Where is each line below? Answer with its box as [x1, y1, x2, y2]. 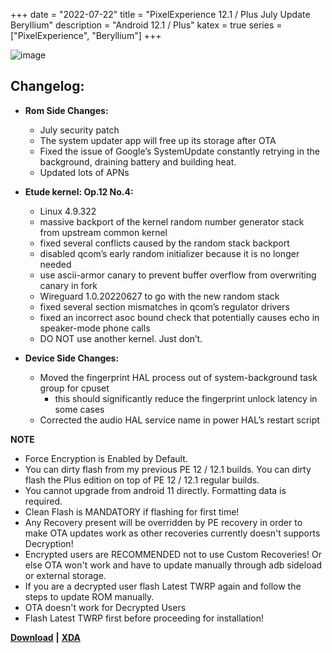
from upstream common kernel [39, 226, 168, 238]
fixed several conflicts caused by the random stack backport [39, 237, 290, 249]
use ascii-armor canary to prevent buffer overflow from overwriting [39, 269, 317, 281]
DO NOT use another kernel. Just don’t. [39, 332, 203, 344]
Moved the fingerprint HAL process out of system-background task [39, 371, 318, 383]
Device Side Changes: [24, 352, 120, 364]
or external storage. [24, 569, 107, 581]
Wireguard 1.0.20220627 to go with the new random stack [39, 290, 280, 302]
